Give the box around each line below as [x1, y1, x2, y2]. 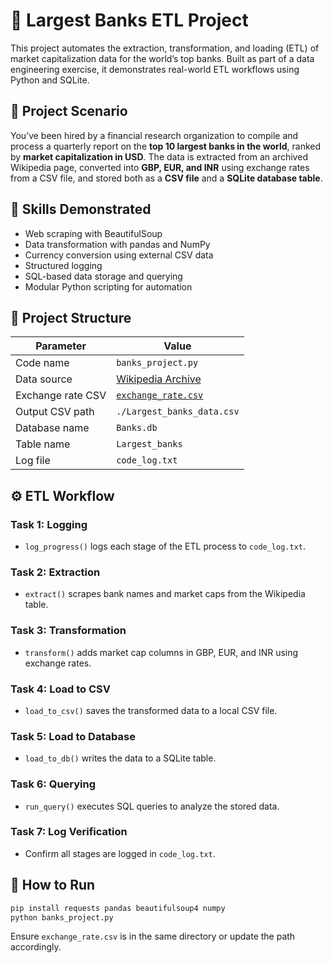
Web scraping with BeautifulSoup [24, 227, 163, 239]
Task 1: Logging [10, 517, 88, 531]
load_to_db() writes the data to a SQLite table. [24, 752, 217, 764]
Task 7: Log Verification [10, 825, 128, 839]
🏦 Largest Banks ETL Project [10, 9, 249, 32]
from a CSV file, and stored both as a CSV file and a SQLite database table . [10, 172, 323, 184]
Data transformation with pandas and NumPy [24, 238, 211, 250]
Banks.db [116, 422, 158, 434]
